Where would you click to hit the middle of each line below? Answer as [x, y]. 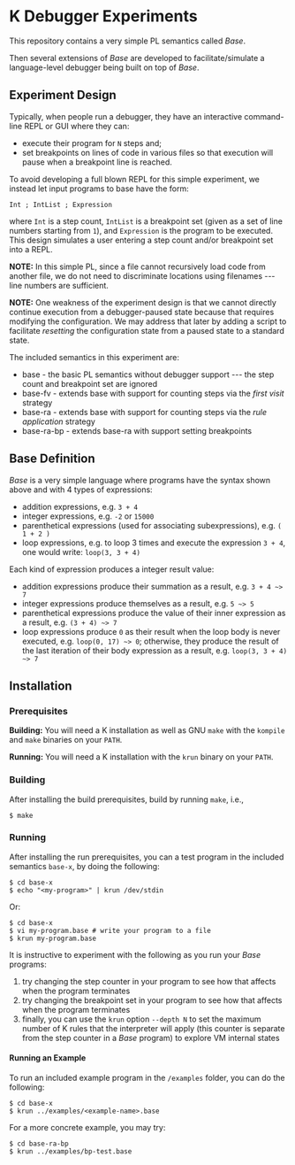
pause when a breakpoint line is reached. [97, 162]
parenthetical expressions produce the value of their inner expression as [154, 613]
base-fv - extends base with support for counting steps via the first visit [153, 393]
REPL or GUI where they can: [77, 126]
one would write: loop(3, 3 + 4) [81, 552]
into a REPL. [31, 249]
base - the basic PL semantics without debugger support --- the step [148, 374]
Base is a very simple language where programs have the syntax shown [140, 480]
